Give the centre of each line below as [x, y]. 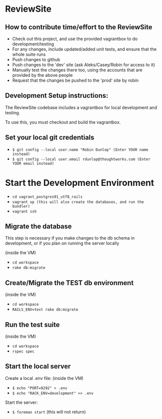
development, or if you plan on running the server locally [62, 243]
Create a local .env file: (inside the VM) [44, 378]
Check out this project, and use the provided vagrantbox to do [75, 39]
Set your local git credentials [50, 138]
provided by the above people [42, 75]
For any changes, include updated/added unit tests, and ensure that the [84, 49]
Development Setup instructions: [57, 96]
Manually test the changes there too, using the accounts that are [77, 70]
